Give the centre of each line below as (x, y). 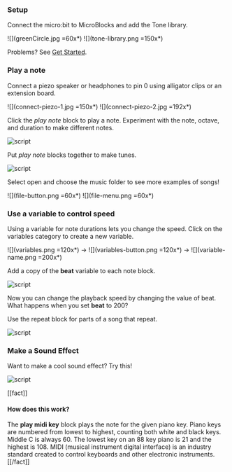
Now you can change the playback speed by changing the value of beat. (112, 298)
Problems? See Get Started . (47, 52)
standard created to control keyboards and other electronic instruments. (111, 454)
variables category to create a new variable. (71, 236)
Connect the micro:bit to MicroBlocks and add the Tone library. (98, 25)
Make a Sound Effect (43, 350)
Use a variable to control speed (61, 214)
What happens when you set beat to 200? (68, 305)
